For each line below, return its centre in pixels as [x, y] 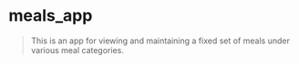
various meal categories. [77, 50]
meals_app [51, 16]
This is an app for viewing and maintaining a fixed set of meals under [160, 41]
